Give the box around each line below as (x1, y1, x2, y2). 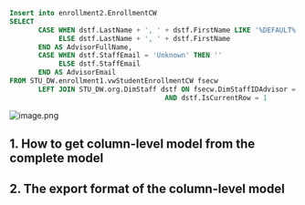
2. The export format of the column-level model (9, 181, 285, 197)
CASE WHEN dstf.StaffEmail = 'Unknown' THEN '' (37, 51, 223, 60)
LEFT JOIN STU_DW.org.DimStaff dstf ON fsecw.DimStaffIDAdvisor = (37, 85, 297, 94)
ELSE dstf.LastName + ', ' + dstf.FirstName (58, 34, 231, 43)
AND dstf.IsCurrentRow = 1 (164, 93, 268, 102)
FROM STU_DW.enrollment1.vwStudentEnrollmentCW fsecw (9, 77, 219, 86)
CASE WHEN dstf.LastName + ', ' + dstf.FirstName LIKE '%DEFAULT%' (37, 26, 300, 35)
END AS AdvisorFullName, (37, 42, 132, 52)
